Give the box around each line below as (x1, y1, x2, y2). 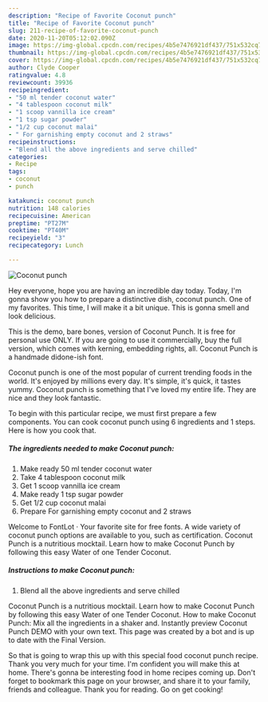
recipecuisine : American (8, 212, 91, 220)
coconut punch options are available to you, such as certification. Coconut (8, 530, 254, 540)
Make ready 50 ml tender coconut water (19, 464, 152, 474)
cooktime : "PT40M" (8, 227, 69, 235)
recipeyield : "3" (8, 234, 66, 242)
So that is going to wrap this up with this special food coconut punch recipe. (8, 650, 259, 660)
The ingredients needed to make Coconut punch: (8, 444, 175, 454)
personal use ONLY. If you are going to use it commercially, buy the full (8, 335, 242, 344)
